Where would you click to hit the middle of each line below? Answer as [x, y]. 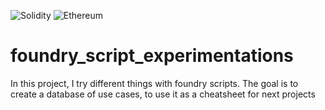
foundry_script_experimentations [152, 56]
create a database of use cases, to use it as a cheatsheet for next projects [163, 94]
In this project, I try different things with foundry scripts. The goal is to [154, 83]
